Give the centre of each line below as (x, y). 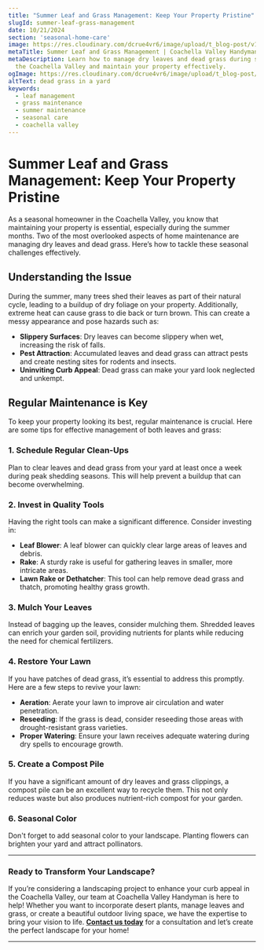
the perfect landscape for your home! (69, 930)
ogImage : (22, 74)
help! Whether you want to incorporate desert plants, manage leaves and (126, 905)
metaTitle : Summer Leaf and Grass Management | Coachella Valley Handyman (133, 52)
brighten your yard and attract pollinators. (75, 844)
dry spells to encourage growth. (71, 744)
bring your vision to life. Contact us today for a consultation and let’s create (131, 922)
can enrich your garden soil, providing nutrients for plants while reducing (126, 633)
